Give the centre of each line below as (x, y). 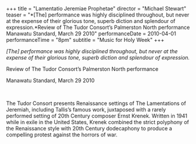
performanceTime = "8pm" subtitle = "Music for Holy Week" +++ (85, 40)
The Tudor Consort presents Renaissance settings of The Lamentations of (96, 103)
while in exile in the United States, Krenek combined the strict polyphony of (98, 122)
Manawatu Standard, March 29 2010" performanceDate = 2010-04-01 (91, 34)
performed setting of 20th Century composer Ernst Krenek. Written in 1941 (97, 116)
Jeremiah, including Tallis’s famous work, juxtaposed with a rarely (86, 109)
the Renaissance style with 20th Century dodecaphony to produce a (89, 128)
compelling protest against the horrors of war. (62, 135)
